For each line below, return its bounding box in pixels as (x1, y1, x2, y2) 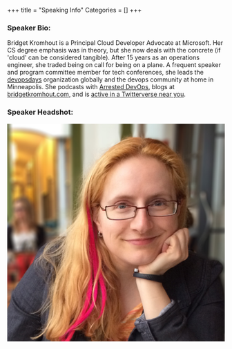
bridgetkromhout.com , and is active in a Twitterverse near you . (7, 90, 186, 99)
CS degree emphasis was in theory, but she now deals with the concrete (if (7, 46, 221, 55)
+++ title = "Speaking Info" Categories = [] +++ (7, 6, 142, 14)
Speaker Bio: (7, 23, 51, 32)
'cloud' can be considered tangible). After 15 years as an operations (7, 53, 200, 62)
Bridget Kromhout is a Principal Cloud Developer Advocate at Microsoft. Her (7, 39, 224, 47)
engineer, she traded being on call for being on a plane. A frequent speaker (7, 61, 221, 69)
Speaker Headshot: (7, 107, 74, 117)
